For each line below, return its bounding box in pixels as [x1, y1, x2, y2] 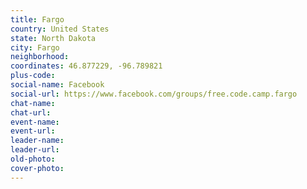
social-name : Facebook [10, 80, 105, 90]
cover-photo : [10, 163, 65, 173]
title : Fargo [10, 14, 65, 25]
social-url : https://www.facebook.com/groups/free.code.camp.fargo [10, 89, 298, 99]
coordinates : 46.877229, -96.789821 [10, 61, 163, 71]
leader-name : [10, 136, 65, 146]
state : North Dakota [10, 33, 97, 43]
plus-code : [10, 71, 56, 81]
